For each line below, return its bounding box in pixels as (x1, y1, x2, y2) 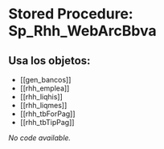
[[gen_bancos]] (19, 75, 72, 84)
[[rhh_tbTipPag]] (19, 118, 75, 127)
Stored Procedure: (8, 5, 134, 23)
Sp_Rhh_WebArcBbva (8, 22, 157, 40)
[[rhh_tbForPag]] (19, 109, 76, 119)
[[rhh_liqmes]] (19, 101, 68, 110)
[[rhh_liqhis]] (19, 92, 63, 101)
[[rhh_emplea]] (19, 83, 70, 93)
